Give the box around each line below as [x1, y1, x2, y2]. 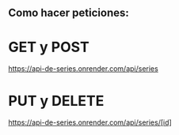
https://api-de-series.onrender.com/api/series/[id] [8, 118, 172, 127]
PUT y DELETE [8, 92, 105, 110]
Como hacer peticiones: [8, 6, 129, 20]
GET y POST [8, 38, 89, 56]
